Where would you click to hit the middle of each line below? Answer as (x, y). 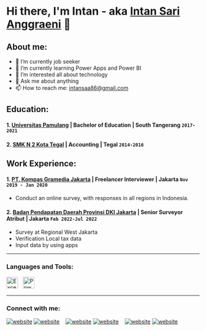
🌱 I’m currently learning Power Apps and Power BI (78, 68)
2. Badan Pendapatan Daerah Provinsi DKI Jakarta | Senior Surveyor (95, 212)
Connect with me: (33, 308)
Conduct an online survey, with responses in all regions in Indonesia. (102, 198)
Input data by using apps (47, 245)
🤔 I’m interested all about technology (62, 74)
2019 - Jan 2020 (27, 185)
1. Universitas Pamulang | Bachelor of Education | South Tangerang (93, 125)
